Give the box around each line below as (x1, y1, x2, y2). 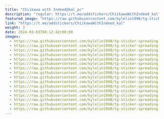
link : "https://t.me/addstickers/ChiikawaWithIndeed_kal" (5, 20, 125, 26)
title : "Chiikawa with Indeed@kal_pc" (5, 7, 84, 12)
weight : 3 (5, 25, 25, 30)
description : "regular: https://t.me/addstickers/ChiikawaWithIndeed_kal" (5, 12, 161, 17)
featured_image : (5, 16, 38, 21)
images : (5, 34, 21, 39)
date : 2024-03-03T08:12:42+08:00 (5, 30, 73, 34)
